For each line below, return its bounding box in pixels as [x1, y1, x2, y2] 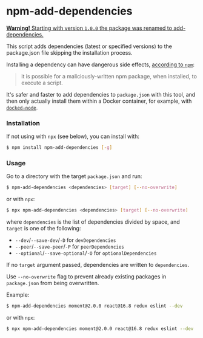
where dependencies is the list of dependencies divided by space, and [6, 218, 180, 226]
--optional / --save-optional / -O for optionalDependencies [15, 249, 157, 257]
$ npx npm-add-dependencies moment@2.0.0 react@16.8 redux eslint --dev [6, 326, 194, 332]
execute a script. [21, 79, 64, 86]
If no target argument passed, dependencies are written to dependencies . [6, 261, 190, 269]
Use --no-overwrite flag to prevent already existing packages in [6, 273, 167, 280]
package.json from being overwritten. [6, 280, 99, 287]
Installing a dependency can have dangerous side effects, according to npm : [6, 61, 195, 68]
